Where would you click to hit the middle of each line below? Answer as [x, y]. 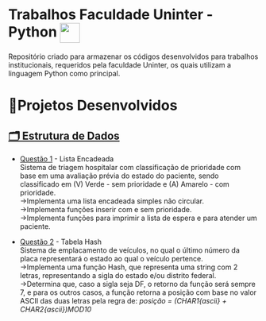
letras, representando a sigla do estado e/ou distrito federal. [118, 275]
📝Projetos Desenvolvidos [93, 106]
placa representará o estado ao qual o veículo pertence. [112, 258]
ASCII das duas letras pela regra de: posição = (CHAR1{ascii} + [123, 300]
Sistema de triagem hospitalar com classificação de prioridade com [130, 167]
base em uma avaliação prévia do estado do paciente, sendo [119, 176]
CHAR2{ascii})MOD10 [56, 309]
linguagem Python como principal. [64, 73]
